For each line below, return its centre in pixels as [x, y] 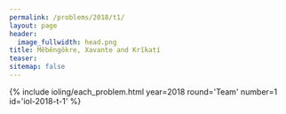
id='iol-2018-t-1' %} [45, 101]
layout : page [33, 26]
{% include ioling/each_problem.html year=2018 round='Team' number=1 [143, 91]
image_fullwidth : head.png [67, 42]
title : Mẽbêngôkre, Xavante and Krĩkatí [85, 50]
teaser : [24, 58]
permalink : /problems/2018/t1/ [67, 17]
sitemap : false [37, 67]
